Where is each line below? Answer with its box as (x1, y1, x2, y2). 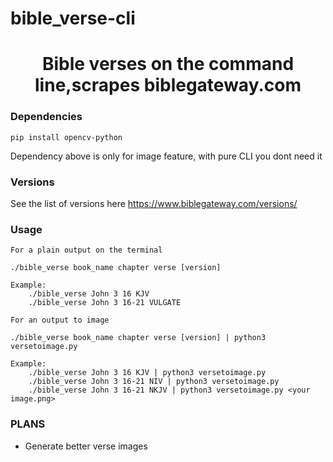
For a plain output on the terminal (10, 245, 163, 256)
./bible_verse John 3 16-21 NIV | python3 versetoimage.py (28, 377, 280, 387)
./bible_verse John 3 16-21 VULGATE (28, 298, 182, 308)
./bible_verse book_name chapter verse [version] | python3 (10, 333, 267, 343)
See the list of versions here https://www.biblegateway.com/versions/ (10, 197, 298, 209)
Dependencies (10, 110, 83, 124)
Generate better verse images (24, 440, 148, 452)
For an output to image (10, 315, 110, 326)
